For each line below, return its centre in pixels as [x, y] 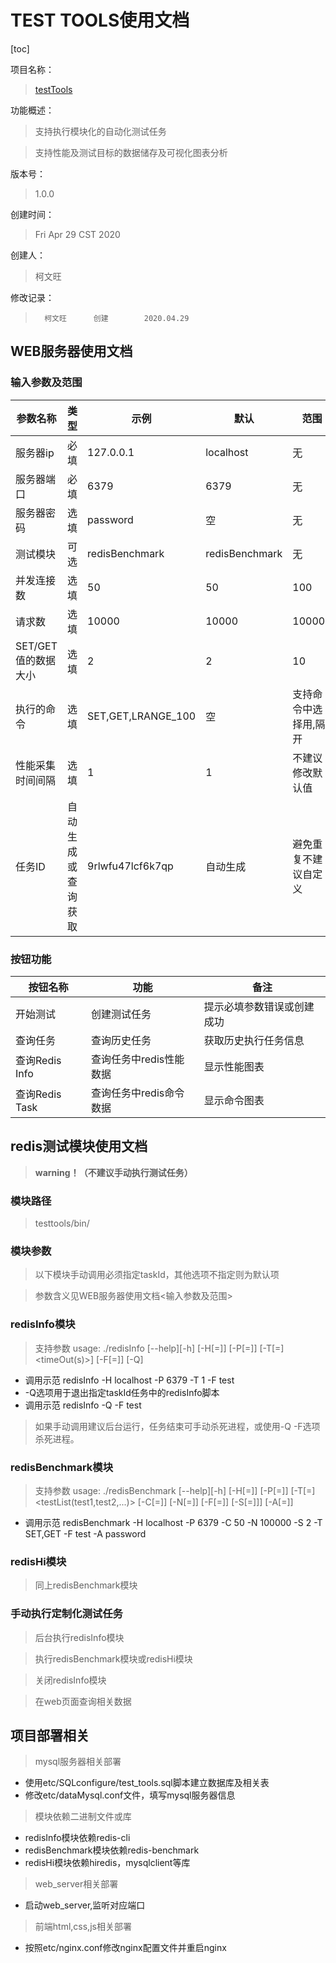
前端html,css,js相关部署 [83, 1927]
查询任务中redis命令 [138, 1093]
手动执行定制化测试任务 [66, 1614]
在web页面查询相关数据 [83, 1701]
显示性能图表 [234, 1066]
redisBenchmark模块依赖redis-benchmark [112, 1850]
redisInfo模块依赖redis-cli [77, 1838]
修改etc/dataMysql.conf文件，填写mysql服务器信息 [130, 1795]
